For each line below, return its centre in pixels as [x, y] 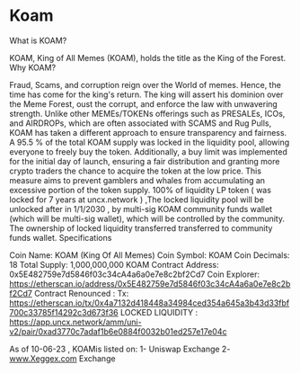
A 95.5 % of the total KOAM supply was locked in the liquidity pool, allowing [150, 142]
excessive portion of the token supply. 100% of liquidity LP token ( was [141, 190]
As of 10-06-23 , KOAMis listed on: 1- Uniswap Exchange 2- [120, 349]
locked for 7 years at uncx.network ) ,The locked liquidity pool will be [137, 200]
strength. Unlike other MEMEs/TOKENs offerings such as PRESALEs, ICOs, [147, 113]
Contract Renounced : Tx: [82, 293]
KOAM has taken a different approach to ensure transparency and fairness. [148, 132]
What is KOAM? [38, 40]
